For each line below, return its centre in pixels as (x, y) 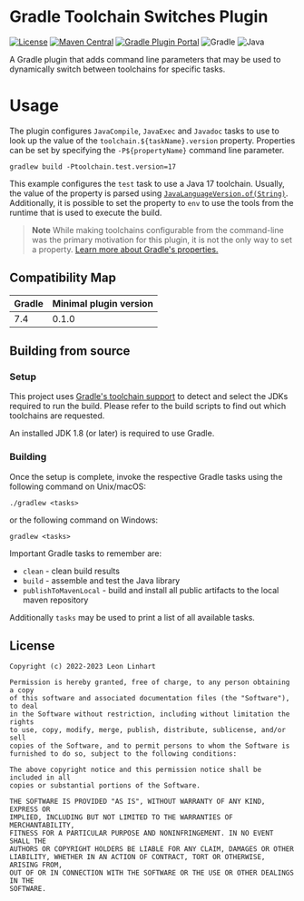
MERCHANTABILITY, (42, 826)
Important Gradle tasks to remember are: (86, 553)
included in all (40, 778)
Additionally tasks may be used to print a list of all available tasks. (132, 617)
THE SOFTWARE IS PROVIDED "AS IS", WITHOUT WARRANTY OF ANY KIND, (137, 802)
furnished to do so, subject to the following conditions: (123, 754)
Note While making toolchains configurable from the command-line (157, 230)
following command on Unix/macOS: (78, 486)
